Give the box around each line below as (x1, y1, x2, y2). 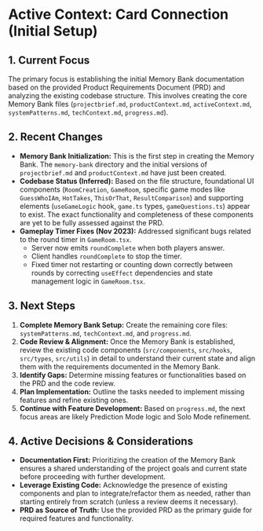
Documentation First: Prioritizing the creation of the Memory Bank (19, 456, 236, 465)
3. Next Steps (8, 299, 76, 313)
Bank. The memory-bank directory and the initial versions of (19, 159, 208, 169)
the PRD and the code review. (19, 379, 115, 388)
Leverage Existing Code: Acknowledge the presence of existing (19, 481, 228, 490)
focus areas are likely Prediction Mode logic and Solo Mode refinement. (19, 412, 251, 421)
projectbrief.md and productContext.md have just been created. (19, 167, 227, 178)
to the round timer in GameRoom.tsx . (19, 234, 132, 244)
